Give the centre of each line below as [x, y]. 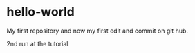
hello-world [41, 12]
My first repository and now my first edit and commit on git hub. [97, 31]
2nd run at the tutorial [37, 43]
